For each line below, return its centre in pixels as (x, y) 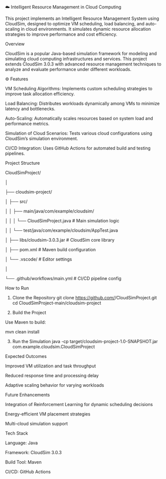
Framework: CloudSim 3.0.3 (33, 452)
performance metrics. (27, 124)
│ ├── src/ (16, 202)
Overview (15, 44)
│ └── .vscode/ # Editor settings (39, 259)
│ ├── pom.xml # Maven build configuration (50, 249)
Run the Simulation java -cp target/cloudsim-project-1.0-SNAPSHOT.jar (85, 341)
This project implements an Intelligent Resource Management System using (82, 18)
